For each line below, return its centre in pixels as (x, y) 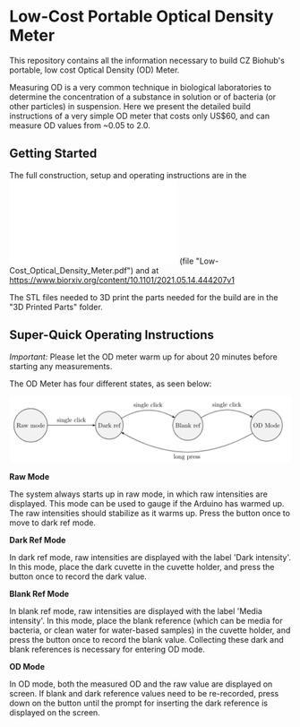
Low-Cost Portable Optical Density (141, 17)
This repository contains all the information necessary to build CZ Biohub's (147, 60)
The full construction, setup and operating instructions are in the (128, 175)
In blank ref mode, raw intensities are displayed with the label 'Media (136, 610)
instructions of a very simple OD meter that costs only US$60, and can (140, 116)
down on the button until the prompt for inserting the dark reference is (139, 703)
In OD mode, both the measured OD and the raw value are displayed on (141, 684)
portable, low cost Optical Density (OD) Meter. (94, 70)
